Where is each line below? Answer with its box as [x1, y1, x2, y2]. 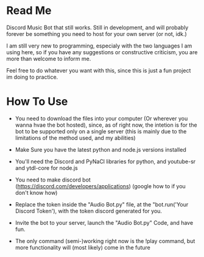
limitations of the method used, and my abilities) [15, 134, 136, 141]
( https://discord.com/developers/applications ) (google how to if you [15, 182, 186, 189]
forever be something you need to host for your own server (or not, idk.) [6, 30, 187, 37]
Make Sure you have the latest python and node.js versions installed [15, 146, 187, 153]
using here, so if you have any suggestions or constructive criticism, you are [6, 48, 198, 55]
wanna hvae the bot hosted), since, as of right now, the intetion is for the [15, 121, 197, 128]
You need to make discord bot [15, 176, 91, 183]
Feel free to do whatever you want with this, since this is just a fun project [6, 66, 191, 74]
